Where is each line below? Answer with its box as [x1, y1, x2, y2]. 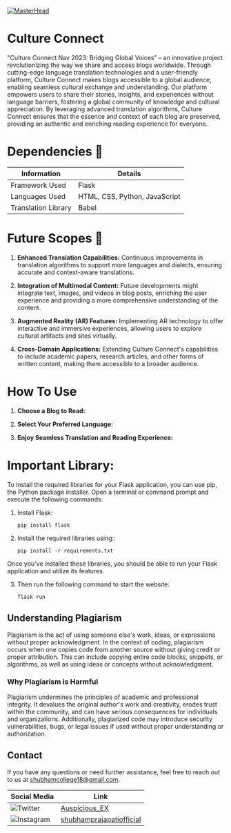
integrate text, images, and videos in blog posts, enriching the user [17, 289, 208, 297]
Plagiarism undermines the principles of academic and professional [7, 693, 199, 701]
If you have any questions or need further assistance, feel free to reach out [7, 767, 221, 776]
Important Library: [7, 457, 114, 473]
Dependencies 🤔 [7, 144, 103, 160]
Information [21, 169, 61, 178]
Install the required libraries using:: [17, 534, 116, 542]
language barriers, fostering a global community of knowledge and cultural [7, 97, 220, 106]
